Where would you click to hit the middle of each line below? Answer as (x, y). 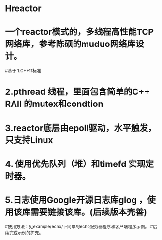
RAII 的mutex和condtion (54, 104)
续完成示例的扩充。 (24, 232)
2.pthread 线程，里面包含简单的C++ (78, 92)
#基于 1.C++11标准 (23, 71)
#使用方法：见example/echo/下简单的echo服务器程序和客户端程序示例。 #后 (81, 226)
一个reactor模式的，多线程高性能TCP (79, 32)
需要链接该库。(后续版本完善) (89, 212)
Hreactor (23, 8)
